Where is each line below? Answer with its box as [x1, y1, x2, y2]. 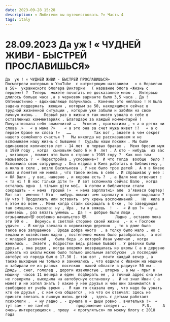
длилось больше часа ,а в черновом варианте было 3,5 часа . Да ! [5, 95, 149, 100]
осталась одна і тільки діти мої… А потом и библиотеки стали [5, 184, 144, 189]
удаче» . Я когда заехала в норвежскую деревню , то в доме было [5, 224, 151, 229]
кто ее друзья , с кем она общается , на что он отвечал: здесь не [5, 290, 151, 295]
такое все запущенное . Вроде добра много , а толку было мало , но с [5, 228, 160, 233]
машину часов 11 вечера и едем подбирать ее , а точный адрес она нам [5, 272, 162, 277]
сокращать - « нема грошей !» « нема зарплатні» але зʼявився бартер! [5, 188, 165, 193]
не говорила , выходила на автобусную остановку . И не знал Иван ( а [5, 277, 160, 282]
